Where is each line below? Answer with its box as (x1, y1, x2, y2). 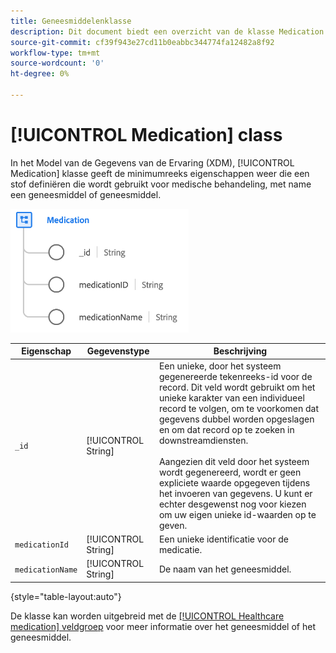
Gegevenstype (86, 345, 150, 357)
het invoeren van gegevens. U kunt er (158, 487, 313, 499)
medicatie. (158, 543, 203, 555)
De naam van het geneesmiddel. (158, 563, 292, 575)
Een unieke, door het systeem (158, 360, 282, 372)
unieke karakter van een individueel (158, 391, 305, 404)
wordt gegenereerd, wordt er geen (158, 466, 302, 478)
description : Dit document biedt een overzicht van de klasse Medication (10, 26, 325, 37)
